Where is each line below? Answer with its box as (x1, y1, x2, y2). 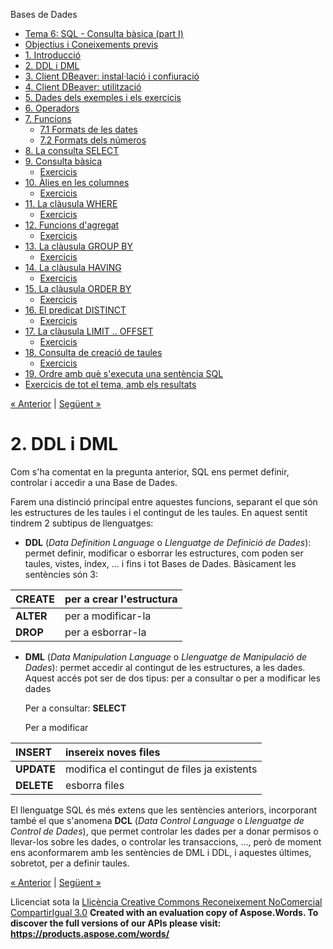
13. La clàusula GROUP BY (24, 240, 134, 252)
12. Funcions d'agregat (24, 219, 120, 231)
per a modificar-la (64, 609, 152, 623)
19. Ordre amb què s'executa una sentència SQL (24, 368, 224, 379)
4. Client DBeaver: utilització (24, 81, 142, 93)
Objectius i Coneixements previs (24, 39, 159, 50)
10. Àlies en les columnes (24, 177, 130, 188)
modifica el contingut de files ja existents (64, 762, 258, 776)
